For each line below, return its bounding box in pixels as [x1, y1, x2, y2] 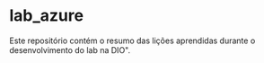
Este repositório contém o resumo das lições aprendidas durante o [9, 35, 256, 46]
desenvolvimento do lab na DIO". [9, 44, 131, 55]
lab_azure [9, 5, 84, 26]
